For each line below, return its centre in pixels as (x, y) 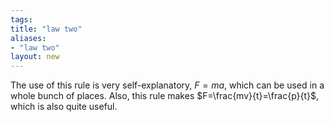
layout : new (35, 57)
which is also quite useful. (64, 107)
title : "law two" (46, 29)
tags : (21, 19)
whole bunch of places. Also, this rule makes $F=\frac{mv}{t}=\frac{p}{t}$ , (165, 96)
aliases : (28, 38)
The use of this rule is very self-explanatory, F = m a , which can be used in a (167, 85)
